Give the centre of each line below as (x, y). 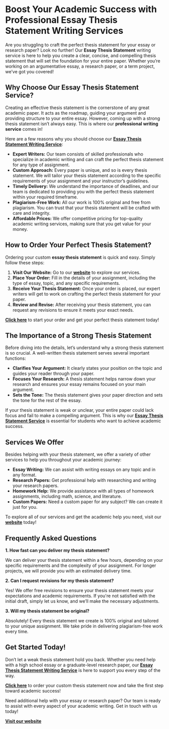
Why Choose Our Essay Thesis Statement (72, 88)
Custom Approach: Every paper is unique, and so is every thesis (80, 170)
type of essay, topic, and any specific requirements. (66, 283)
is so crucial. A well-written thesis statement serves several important (77, 353)
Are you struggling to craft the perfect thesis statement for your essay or (80, 44)
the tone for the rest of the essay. (47, 401)
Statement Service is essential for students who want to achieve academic (83, 421)
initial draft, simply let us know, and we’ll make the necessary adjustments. (82, 601)
